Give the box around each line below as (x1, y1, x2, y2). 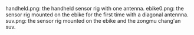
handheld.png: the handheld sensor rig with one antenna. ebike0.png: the (5, 5, 184, 12)
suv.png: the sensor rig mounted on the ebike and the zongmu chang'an (5, 17, 181, 24)
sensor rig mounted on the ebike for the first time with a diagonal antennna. (5, 11, 189, 18)
